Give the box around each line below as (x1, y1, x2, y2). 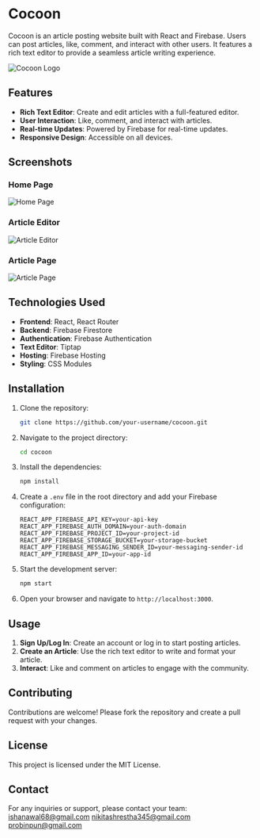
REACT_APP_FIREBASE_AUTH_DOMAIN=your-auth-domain (19, 522, 187, 531)
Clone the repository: (19, 403, 89, 412)
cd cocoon (19, 448, 53, 456)
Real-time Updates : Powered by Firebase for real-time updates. (19, 124, 228, 133)
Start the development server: (19, 564, 118, 574)
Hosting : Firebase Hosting (19, 350, 107, 360)
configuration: (19, 500, 66, 510)
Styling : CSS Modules (19, 358, 92, 369)
